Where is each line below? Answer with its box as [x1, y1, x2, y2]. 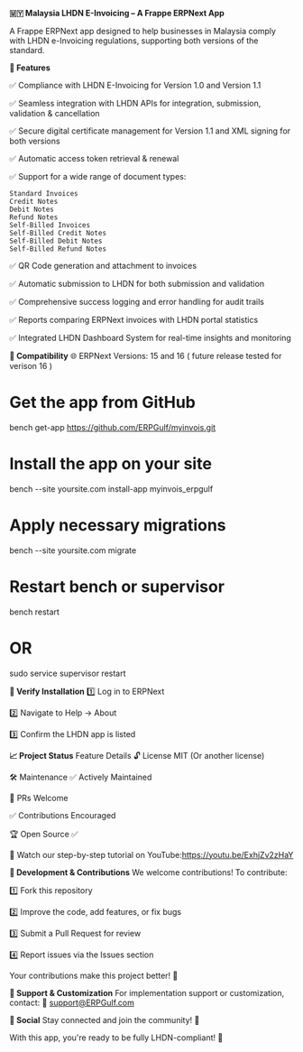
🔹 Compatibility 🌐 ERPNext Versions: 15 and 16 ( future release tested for [9, 351, 282, 361]
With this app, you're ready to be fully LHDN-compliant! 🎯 [9, 1032, 224, 1043]
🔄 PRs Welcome [9, 792, 69, 803]
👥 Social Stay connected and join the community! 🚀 [9, 1014, 200, 1025]
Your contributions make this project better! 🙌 [9, 970, 179, 981]
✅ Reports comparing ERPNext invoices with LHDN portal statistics [9, 315, 259, 325]
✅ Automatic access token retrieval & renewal [9, 153, 179, 163]
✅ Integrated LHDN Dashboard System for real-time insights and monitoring [9, 333, 291, 343]
